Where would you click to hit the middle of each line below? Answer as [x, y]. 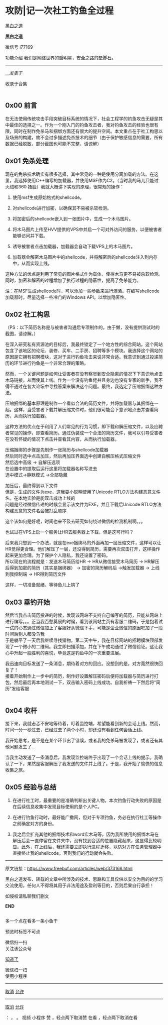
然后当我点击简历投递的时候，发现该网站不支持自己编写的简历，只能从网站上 [84, 615]
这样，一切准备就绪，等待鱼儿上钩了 [42, 585]
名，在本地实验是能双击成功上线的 [40, 498]
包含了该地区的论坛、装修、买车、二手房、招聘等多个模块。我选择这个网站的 [84, 351]
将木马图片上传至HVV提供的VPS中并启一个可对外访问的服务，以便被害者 [87, 229]
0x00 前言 [21, 106]
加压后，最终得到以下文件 [31, 486]
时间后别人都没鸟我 [25, 634]
